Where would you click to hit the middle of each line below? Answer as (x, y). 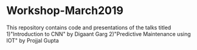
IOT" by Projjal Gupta (33, 40)
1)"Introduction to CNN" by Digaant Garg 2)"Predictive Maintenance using (99, 34)
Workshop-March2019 (65, 11)
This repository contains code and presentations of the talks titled (89, 27)
